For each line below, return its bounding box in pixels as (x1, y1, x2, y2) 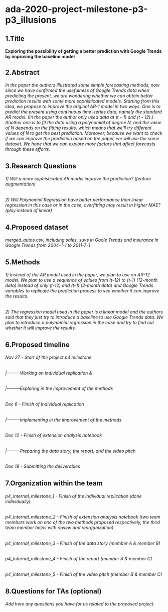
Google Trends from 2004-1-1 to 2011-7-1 (5, 242, 90, 248)
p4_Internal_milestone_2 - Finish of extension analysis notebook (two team (5, 514, 160, 520)
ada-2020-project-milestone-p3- (5, 4, 148, 15)
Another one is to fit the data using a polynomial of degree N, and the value (5, 120, 162, 126)
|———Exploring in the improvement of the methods (5, 385, 113, 391)
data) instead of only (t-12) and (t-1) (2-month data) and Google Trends (5, 282, 153, 288)
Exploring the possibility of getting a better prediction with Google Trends (5, 48, 162, 54)
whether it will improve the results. (5, 325, 76, 331)
